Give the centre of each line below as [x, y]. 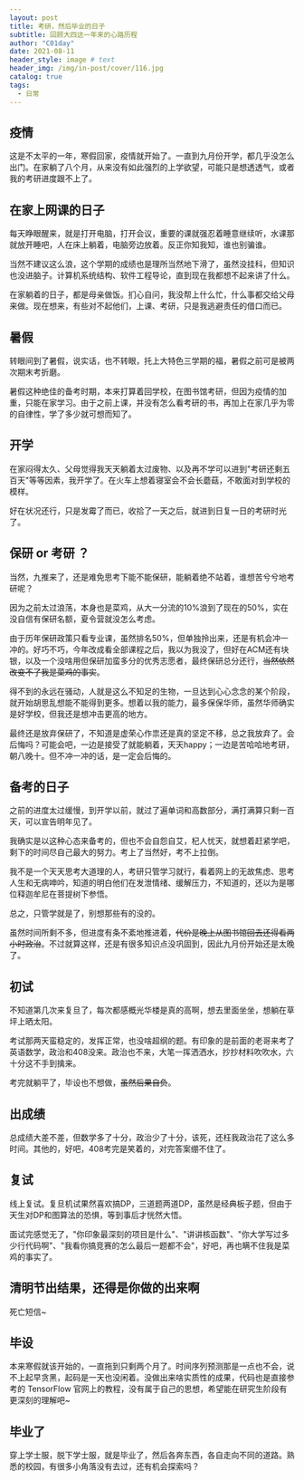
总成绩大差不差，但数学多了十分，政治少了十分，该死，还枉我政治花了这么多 [152, 1137]
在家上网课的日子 [57, 210]
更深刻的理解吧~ [40, 1400]
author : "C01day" [42, 43]
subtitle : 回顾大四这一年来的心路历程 [74, 34]
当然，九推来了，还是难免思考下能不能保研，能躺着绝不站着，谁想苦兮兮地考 [152, 577]
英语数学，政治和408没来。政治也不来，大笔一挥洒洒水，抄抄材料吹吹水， [148, 1052]
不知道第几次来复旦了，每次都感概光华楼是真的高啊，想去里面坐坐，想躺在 [148, 1010]
